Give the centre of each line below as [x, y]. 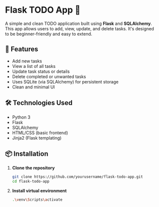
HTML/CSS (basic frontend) [40, 133]
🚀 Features [22, 49]
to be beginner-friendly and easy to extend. [49, 34]
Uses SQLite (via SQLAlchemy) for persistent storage [65, 82]
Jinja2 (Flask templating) [37, 138]
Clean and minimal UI [33, 87]
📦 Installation [27, 154]
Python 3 [21, 117]
